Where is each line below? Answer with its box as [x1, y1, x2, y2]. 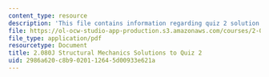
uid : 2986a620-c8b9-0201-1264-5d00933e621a [8, 57, 156, 65]
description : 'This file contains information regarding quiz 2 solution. [8, 19, 263, 27]
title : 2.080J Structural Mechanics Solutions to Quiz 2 [8, 49, 203, 57]
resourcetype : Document [8, 42, 88, 50]
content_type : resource [8, 11, 88, 20]
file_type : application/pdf [8, 34, 102, 43]
